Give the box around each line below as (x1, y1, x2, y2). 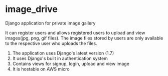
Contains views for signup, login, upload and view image (12, 60, 129, 66)
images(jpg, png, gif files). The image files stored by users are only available (5, 35, 163, 41)
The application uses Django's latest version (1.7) (12, 50, 114, 56)
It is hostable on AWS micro (12, 66, 70, 72)
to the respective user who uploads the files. (5, 40, 97, 46)
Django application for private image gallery (5, 20, 96, 26)
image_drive (5, 3, 58, 15)
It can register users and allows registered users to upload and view (5, 29, 145, 35)
